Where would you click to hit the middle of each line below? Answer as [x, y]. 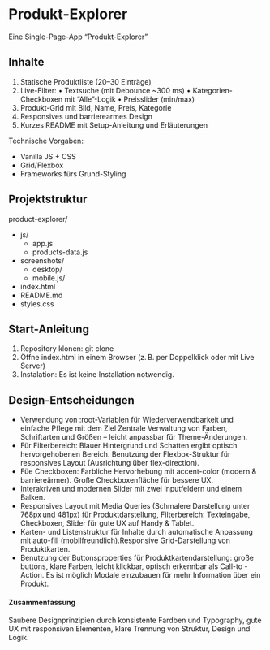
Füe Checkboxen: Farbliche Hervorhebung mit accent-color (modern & [138, 471]
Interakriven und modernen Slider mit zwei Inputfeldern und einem [131, 489]
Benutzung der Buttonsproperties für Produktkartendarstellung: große [137, 558]
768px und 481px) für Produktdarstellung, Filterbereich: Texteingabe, [135, 515]
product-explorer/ [38, 219]
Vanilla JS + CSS [48, 156]
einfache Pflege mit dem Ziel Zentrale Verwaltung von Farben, [124, 428]
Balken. [33, 497]
